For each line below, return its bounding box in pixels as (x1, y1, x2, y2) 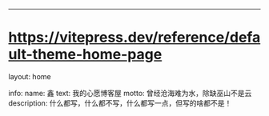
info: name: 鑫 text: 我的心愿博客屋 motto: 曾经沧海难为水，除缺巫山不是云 (8, 88, 252, 98)
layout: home (8, 71, 51, 81)
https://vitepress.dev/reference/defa (8, 29, 261, 46)
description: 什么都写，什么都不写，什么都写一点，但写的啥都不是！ (8, 98, 232, 108)
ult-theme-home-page (8, 46, 163, 64)
